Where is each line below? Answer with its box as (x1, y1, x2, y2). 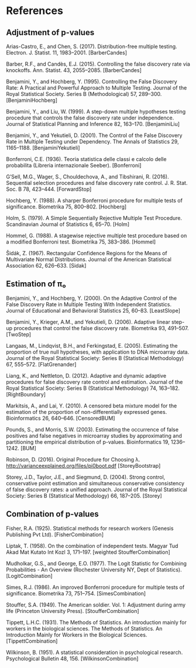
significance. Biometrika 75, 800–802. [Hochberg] (6, 203, 127, 210)
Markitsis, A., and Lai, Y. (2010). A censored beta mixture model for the (6, 402, 177, 409)
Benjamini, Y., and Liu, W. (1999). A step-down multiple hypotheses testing (6, 108, 186, 115)
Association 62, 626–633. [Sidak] (6, 262, 87, 269)
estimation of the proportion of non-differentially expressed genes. (6, 408, 167, 415)
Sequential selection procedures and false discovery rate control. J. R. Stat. (6, 180, 188, 186)
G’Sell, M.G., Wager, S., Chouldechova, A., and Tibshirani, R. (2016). (6, 173, 169, 180)
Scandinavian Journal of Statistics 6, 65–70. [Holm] (6, 221, 130, 228)
